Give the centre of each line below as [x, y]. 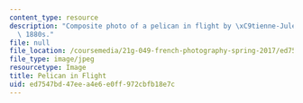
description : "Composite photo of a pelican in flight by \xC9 [131, 26]
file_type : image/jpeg [52, 59]
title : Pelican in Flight [58, 76]
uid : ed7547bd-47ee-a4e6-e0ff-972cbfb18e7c [92, 84]
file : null [30, 43]
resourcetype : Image [48, 68]
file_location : [38, 51]
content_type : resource [54, 17]
